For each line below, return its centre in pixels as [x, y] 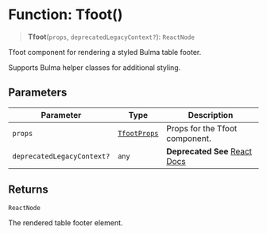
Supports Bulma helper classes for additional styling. [95, 67]
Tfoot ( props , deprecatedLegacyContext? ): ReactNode [111, 37]
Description [211, 115]
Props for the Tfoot [202, 128]
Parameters [38, 93]
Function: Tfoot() [66, 15]
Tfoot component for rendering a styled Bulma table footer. [105, 52]
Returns [29, 190]
